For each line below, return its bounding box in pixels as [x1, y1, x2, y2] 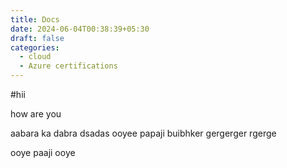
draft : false [10, 33, 65, 43]
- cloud [19, 52, 52, 62]
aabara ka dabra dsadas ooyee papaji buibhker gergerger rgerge [10, 127, 277, 139]
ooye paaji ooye [10, 147, 76, 158]
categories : [10, 42, 60, 53]
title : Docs [10, 14, 60, 25]
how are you [10, 108, 62, 120]
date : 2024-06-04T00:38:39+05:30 [10, 24, 150, 34]
